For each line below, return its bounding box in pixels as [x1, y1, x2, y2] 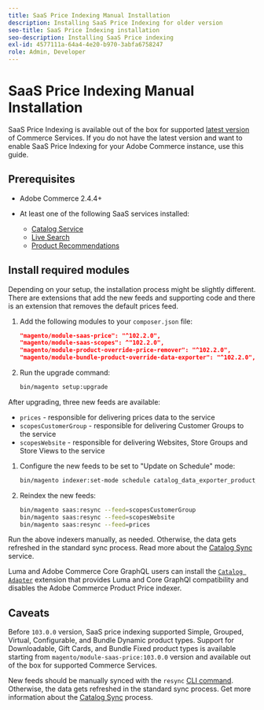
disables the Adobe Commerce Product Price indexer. [8, 583, 182, 593]
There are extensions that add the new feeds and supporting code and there [8, 293, 255, 302]
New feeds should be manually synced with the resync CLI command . [8, 676, 234, 686]
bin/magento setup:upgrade [19, 383, 108, 391]
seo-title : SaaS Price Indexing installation [8, 26, 159, 34]
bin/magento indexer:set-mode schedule [19, 476, 151, 484]
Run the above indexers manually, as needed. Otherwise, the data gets [8, 534, 237, 544]
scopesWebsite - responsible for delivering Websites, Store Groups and [19, 438, 248, 447]
